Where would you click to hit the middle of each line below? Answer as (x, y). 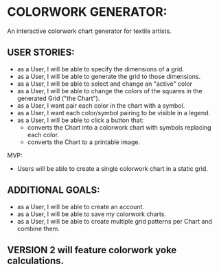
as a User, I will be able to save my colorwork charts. (92, 214)
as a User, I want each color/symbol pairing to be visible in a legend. (114, 113)
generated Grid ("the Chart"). (58, 98)
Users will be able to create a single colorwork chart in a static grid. (112, 168)
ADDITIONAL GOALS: (54, 190)
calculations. (35, 260)
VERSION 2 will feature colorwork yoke (92, 250)
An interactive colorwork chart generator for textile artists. (89, 31)
